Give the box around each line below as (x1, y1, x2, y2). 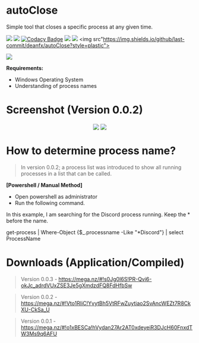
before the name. (6, 217, 49, 224)
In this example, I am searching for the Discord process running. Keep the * (6, 210, 191, 218)
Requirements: (6, 64, 43, 71)
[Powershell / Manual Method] (6, 181, 83, 188)
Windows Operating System (14, 75, 84, 83)
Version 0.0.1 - (20, 317, 56, 325)
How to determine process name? (6, 144, 176, 158)
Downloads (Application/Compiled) (6, 256, 185, 269)
